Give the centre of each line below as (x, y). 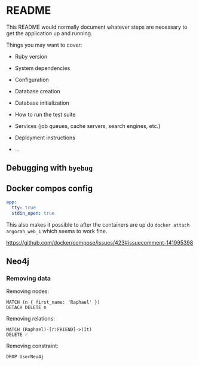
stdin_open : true (33, 213)
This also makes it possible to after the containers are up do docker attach (98, 224)
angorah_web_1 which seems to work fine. (57, 231)
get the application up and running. (49, 33)
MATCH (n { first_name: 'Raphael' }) (53, 303)
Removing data (28, 279)
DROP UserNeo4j (25, 357)
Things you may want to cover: (44, 45)
